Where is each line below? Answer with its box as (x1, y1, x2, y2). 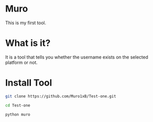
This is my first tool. (5, 20, 46, 26)
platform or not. (5, 59, 38, 66)
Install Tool (5, 77, 52, 89)
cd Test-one (5, 103, 30, 108)
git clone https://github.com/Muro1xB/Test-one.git (5, 94, 116, 99)
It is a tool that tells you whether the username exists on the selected (5, 54, 148, 60)
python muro (5, 112, 30, 117)
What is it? (5, 37, 51, 49)
